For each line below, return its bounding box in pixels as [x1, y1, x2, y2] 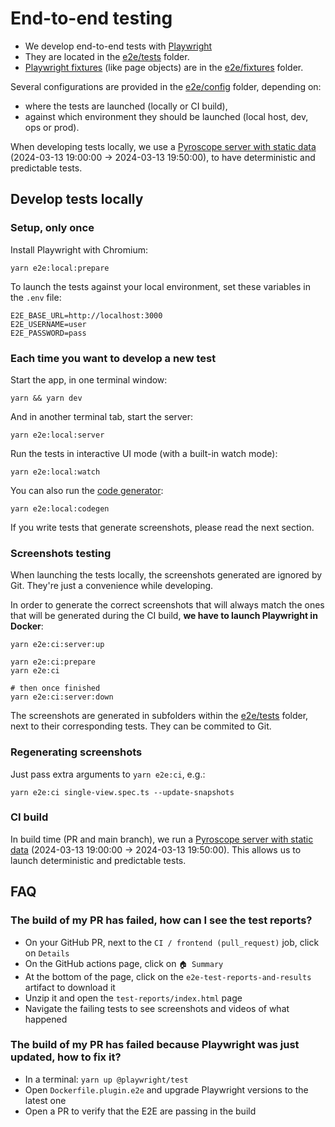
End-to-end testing [10, 7, 173, 30]
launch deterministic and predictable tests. [10, 854, 187, 866]
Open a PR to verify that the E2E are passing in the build [24, 1105, 257, 1117]
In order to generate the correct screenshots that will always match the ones [10, 599, 325, 611]
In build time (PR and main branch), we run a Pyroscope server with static [10, 833, 314, 845]
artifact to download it [24, 981, 116, 993]
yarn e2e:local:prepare [10, 263, 110, 273]
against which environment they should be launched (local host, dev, [24, 110, 309, 122]
